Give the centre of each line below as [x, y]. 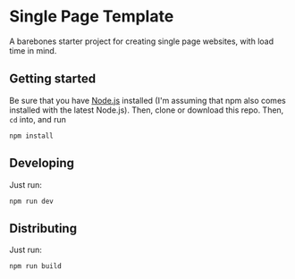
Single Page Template [92, 17]
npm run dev [31, 201]
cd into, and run [38, 119]
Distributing [43, 228]
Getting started [53, 79]
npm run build [36, 266]
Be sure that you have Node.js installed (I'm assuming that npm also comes [147, 100]
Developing [42, 163]
